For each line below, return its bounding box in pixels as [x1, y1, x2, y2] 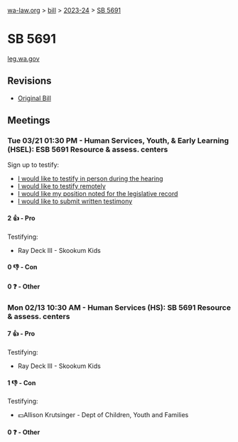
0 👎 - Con [7, 263, 38, 271]
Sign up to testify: [7, 161, 59, 169]
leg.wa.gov [7, 54, 40, 63]
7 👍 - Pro [7, 330, 36, 338]
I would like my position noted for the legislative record [17, 190, 178, 198]
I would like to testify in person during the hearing [17, 174, 163, 183]
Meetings [7, 114, 51, 126]
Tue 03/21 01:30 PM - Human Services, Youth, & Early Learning [7, 136, 229, 146]
